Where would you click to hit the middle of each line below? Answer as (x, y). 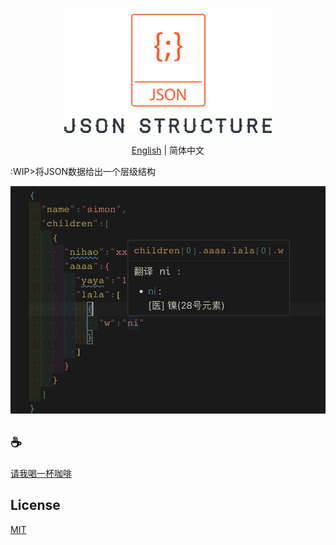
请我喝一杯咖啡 (41, 473)
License (35, 505)
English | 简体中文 (168, 150)
